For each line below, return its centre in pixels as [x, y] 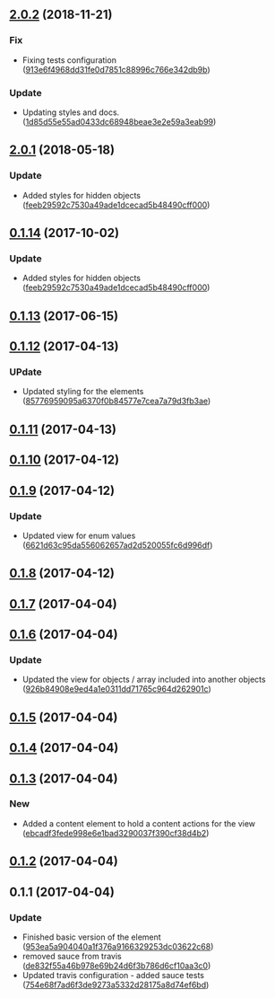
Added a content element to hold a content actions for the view [139, 823]
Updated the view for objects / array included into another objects [144, 680]
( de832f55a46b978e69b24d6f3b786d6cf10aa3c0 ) [116, 966]
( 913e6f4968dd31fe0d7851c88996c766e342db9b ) [116, 69]
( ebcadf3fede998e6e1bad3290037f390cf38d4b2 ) [116, 833]
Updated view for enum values [79, 535]
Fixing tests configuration [69, 60]
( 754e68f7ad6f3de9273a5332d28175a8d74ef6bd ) [116, 985]
